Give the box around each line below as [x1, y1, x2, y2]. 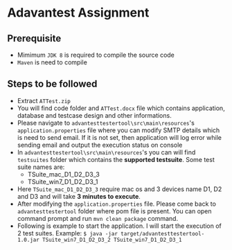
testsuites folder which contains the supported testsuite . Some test [17, 155, 215, 163]
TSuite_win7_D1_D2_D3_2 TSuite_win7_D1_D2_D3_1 [42, 236, 182, 243]
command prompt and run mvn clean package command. [17, 214, 179, 222]
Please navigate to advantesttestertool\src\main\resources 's [17, 118, 195, 127]
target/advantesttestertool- [120, 230, 205, 237]
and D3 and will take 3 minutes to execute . [17, 192, 141, 200]
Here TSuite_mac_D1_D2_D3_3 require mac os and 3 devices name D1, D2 [17, 185, 222, 193]
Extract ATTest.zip [17, 96, 71, 105]
